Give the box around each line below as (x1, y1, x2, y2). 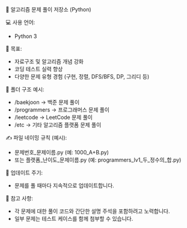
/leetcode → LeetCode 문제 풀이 (14, 114, 93, 121)
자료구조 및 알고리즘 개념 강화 (14, 58, 84, 65)
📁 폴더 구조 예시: (5, 86, 44, 93)
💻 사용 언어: (5, 19, 35, 26)
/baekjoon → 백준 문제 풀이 (14, 99, 80, 106)
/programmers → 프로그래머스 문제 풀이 (14, 106, 109, 113)
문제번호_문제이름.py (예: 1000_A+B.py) (14, 149, 109, 156)
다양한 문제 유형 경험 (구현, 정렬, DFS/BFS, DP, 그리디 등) (14, 73, 150, 80)
